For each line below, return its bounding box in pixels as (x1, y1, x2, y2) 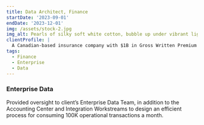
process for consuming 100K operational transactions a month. (6, 111, 164, 118)
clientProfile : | (6, 37, 50, 43)
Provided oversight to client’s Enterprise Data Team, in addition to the (6, 98, 180, 106)
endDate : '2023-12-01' (6, 20, 64, 26)
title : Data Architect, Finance (6, 8, 88, 15)
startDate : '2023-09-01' (6, 14, 69, 21)
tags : (6, 48, 20, 54)
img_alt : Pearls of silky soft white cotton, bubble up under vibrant (6, 31, 189, 37)
